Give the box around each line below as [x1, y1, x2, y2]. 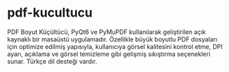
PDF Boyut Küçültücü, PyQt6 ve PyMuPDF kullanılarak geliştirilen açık [7, 28, 206, 36]
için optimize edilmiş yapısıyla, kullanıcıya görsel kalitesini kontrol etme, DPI [7, 42, 223, 51]
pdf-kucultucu [7, 5, 93, 21]
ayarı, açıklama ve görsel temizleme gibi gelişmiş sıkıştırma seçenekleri [7, 50, 210, 58]
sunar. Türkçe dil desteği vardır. [7, 57, 97, 65]
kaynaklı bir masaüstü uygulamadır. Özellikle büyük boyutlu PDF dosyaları [7, 35, 217, 43]
